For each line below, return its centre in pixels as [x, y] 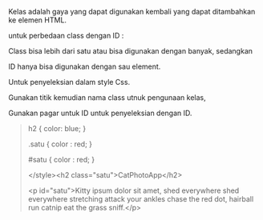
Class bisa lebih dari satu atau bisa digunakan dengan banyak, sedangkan [131, 51]
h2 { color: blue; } [57, 128]
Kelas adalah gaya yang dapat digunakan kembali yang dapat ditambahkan [132, 12]
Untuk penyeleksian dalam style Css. [69, 82]
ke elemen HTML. [37, 20]
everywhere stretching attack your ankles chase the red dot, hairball [141, 199]
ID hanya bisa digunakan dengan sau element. [85, 66]
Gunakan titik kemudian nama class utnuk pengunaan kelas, [107, 98]
